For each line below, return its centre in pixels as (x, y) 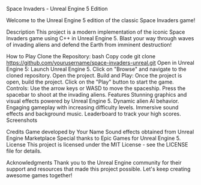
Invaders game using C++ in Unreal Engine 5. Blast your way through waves (100, 38)
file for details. (24, 151)
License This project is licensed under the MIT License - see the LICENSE (97, 144)
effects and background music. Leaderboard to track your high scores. (94, 114)
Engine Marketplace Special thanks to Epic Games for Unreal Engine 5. (94, 138)
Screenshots (22, 120)
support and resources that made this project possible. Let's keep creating (98, 169)
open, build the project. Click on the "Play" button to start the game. (90, 82)
